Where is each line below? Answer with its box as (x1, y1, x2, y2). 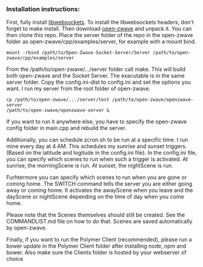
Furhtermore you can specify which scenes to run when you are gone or (6, 174, 187, 181)
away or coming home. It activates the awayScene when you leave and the (6, 187, 193, 194)
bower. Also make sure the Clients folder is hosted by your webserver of (6, 249, 187, 256)
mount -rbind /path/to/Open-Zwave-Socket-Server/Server (6, 50, 150, 56)
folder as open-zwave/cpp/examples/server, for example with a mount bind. (6, 38, 196, 46)
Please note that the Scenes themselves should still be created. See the (6, 211, 185, 218)
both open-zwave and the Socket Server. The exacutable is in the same (6, 72, 185, 79)
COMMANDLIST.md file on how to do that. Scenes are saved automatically (6, 218, 193, 225)
